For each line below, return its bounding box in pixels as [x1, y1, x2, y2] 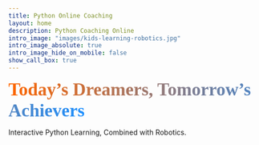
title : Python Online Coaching [8, 11, 113, 20]
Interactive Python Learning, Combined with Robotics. [8, 127, 187, 137]
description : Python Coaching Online [8, 26, 135, 34]
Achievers [8, 99, 85, 121]
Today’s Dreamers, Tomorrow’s [8, 79, 251, 100]
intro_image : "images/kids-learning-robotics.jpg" [8, 34, 181, 42]
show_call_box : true [8, 57, 78, 65]
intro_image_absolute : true [8, 42, 103, 50]
